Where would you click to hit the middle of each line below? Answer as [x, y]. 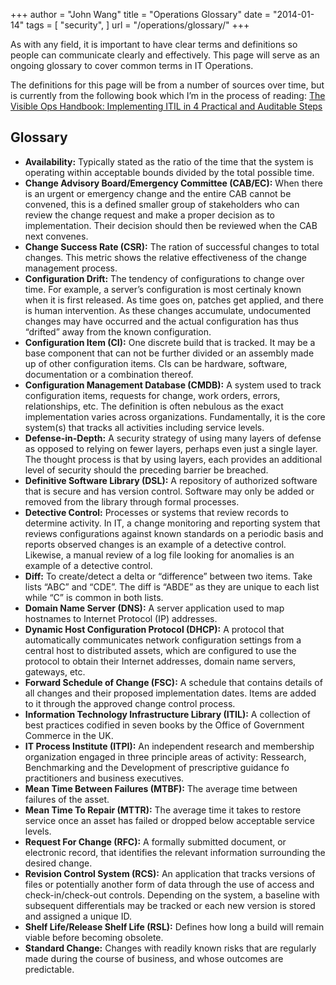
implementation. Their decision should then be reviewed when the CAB [171, 225]
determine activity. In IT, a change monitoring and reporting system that [172, 523]
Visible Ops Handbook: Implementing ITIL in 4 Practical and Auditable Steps [166, 106]
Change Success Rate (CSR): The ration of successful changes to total [172, 246]
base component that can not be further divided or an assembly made [169, 353]
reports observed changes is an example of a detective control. [155, 544]
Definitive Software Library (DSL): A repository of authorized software [171, 480]
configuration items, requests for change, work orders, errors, [152, 395]
